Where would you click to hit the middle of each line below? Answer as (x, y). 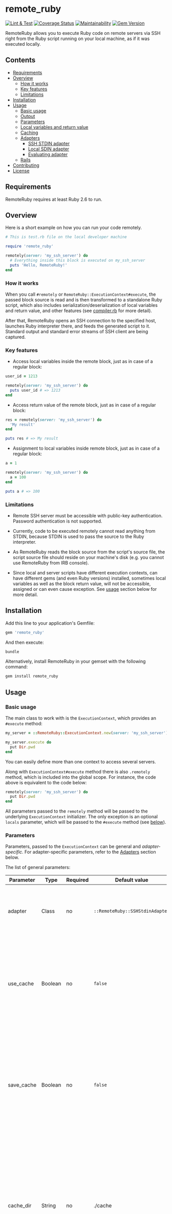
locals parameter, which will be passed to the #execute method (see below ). (86, 822)
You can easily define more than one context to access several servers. (81, 762)
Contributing (26, 165)
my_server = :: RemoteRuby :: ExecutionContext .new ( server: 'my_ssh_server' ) (87, 733)
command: (17, 667)
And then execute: (25, 642)
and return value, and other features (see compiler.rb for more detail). (79, 311)
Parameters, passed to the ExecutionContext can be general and (73, 846)
